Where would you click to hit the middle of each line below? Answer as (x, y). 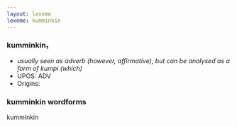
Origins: (28, 83)
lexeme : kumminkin (34, 21)
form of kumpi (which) (50, 68)
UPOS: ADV (34, 76)
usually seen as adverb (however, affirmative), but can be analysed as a (123, 60)
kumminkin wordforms (46, 101)
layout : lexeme (29, 14)
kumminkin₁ (28, 45)
